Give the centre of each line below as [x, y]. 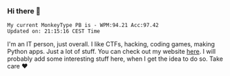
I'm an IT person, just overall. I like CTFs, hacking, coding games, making [111, 44]
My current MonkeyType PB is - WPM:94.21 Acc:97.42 [83, 26]
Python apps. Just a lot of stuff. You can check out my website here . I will [112, 52]
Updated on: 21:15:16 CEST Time [54, 31]
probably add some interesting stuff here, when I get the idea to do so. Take [115, 59]
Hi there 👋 [24, 11]
